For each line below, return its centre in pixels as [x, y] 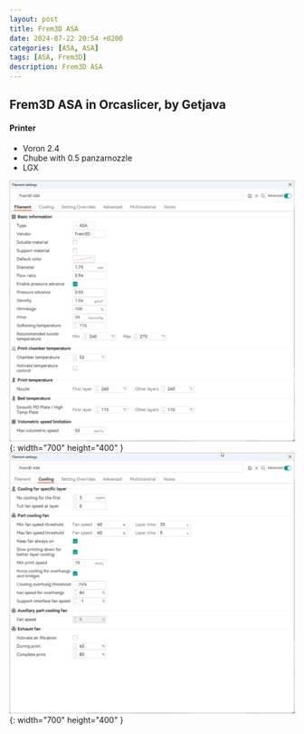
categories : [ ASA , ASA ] [54, 48]
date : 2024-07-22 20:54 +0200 [66, 38]
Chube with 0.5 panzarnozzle [77, 158]
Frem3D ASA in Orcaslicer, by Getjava [118, 105]
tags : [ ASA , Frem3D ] [48, 58]
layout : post [34, 19]
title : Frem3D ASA [44, 29]
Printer [23, 128]
